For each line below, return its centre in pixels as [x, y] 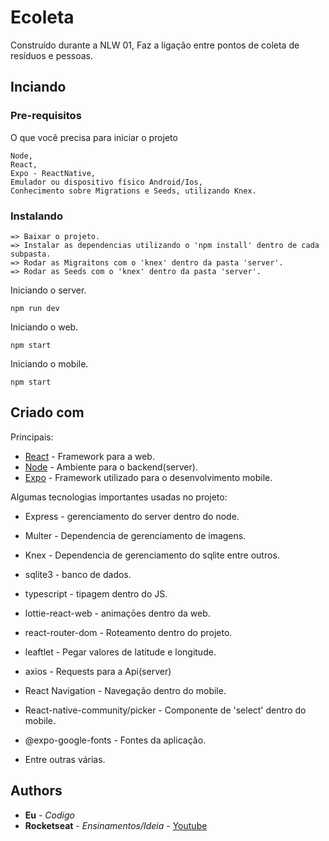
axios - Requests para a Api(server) [98, 671]
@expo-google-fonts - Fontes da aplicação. [115, 740]
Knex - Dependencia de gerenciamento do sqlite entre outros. [152, 555]
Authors [36, 791]
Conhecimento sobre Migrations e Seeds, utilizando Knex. [133, 191]
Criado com [47, 412]
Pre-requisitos [46, 116]
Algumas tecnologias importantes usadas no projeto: [119, 497]
